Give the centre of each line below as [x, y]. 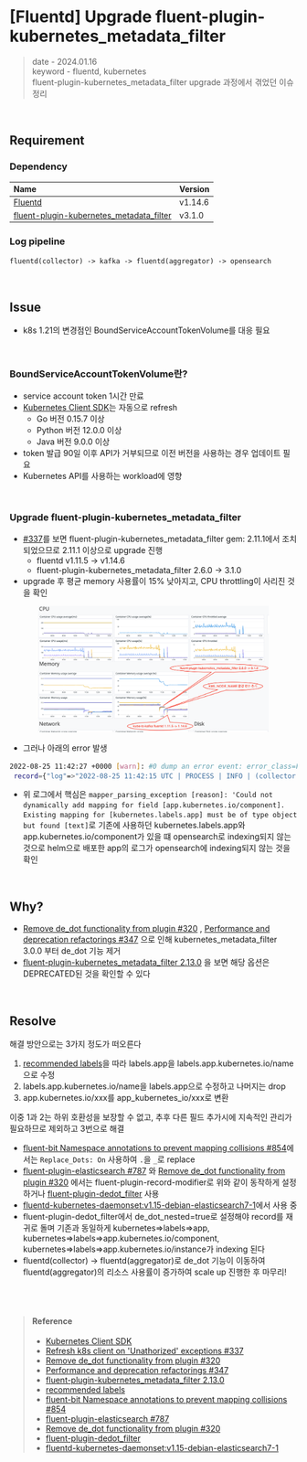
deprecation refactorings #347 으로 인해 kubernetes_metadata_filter [150, 940]
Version [195, 189]
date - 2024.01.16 [64, 61]
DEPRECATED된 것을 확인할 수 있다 [86, 974]
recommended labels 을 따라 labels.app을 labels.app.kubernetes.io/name [158, 1063]
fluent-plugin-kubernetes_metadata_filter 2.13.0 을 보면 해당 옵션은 [146, 963]
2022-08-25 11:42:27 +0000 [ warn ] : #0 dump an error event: [127, 766]
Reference [52, 1321]
